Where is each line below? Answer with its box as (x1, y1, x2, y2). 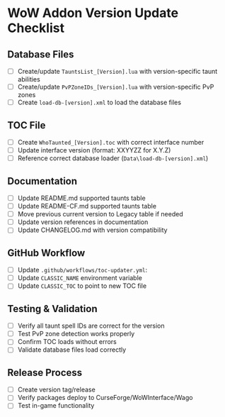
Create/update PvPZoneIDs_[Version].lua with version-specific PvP (17, 83, 214, 91)
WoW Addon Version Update (7, 5, 179, 21)
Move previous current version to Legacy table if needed (17, 210, 183, 218)
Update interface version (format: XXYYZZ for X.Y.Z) (17, 146, 171, 155)
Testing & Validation (7, 303, 98, 315)
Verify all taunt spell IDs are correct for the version (17, 321, 165, 330)
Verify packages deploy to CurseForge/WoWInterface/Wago (17, 394, 193, 402)
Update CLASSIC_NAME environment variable (17, 274, 143, 282)
